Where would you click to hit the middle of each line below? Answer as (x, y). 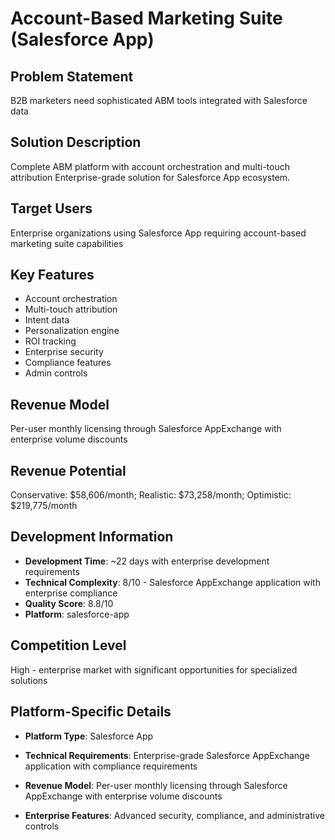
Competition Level (68, 645)
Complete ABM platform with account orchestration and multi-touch (150, 166)
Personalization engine (72, 331)
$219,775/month (44, 506)
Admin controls (56, 373)
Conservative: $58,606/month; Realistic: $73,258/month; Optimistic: (151, 495)
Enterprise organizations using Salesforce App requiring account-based (158, 233)
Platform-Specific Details (91, 712)
